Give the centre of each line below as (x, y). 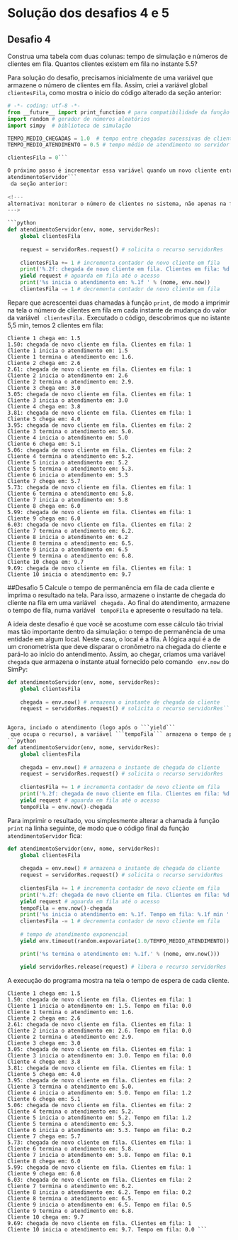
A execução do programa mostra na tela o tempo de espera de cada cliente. (118, 980)
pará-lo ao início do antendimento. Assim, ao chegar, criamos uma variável (116, 654)
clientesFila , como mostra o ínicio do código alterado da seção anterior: (114, 93)
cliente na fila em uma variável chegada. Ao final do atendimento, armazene (119, 602)
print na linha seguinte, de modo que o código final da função (98, 828)
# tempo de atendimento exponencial (74, 935)
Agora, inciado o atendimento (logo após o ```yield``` (91, 728)
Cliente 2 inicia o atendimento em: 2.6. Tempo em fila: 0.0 (100, 1030)
